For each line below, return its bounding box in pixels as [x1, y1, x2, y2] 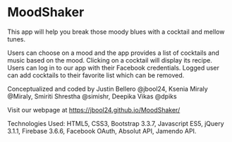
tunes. [7, 34, 26, 43]
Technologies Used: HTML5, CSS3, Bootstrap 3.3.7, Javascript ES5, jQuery [7, 119, 224, 127]
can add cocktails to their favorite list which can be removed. [7, 71, 185, 79]
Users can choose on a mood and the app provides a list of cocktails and [7, 49, 220, 57]
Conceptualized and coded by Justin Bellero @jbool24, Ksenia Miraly [7, 84, 208, 93]
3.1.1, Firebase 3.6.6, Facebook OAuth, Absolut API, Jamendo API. [7, 127, 197, 135]
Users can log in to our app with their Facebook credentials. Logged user [7, 63, 220, 72]
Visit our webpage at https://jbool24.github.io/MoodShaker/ [7, 105, 181, 114]
